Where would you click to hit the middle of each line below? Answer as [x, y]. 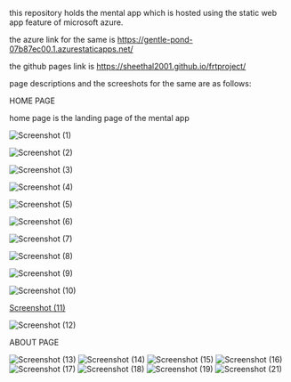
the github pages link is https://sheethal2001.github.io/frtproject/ [128, 66]
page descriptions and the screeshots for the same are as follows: [130, 83]
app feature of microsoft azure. [66, 22]
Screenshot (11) [37, 308]
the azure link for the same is [62, 40]
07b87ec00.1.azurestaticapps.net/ [71, 49]
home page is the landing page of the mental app [99, 118]
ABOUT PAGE [34, 342]
